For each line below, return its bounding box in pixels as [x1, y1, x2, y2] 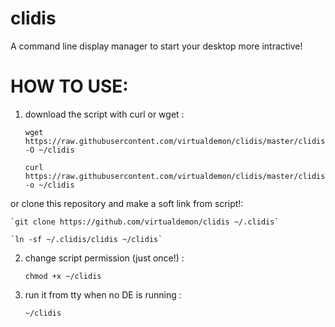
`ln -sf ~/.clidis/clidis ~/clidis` [10, 234, 163, 244]
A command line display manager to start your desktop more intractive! [10, 40, 303, 52]
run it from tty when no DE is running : [24, 288, 182, 301]
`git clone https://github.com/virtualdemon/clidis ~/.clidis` [10, 217, 280, 227]
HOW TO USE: [10, 75, 129, 98]
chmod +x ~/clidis [24, 271, 102, 281]
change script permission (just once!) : [24, 252, 185, 264]
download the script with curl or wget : [24, 108, 185, 120]
